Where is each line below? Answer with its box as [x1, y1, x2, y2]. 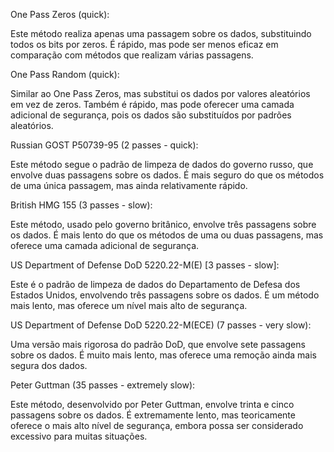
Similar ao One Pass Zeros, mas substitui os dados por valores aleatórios [10, 88, 311, 99]
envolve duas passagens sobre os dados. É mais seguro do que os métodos [10, 169, 325, 181]
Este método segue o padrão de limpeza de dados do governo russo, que [10, 159, 314, 170]
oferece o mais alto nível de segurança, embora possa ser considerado [10, 420, 304, 431]
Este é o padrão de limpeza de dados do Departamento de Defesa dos [10, 279, 301, 290]
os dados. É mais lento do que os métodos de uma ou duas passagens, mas [10, 229, 324, 241]
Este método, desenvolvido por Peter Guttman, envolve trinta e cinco [10, 399, 295, 410]
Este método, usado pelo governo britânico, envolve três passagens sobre [10, 219, 317, 230]
